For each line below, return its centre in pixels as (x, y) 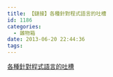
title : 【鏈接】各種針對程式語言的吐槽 (57, 14)
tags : (15, 46)
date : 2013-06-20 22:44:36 (46, 40)
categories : (24, 26)
